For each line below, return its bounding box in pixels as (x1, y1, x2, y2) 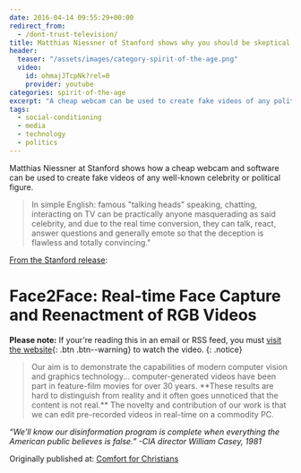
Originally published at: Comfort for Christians (9, 453, 179, 464)
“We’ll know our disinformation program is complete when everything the (9, 426, 280, 437)
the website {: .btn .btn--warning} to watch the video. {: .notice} (9, 344, 243, 355)
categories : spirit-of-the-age (9, 88, 126, 97)
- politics (17, 138, 58, 147)
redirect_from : (9, 21, 66, 30)
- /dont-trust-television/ (17, 30, 118, 39)
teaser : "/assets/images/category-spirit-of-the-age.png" (17, 55, 239, 64)
